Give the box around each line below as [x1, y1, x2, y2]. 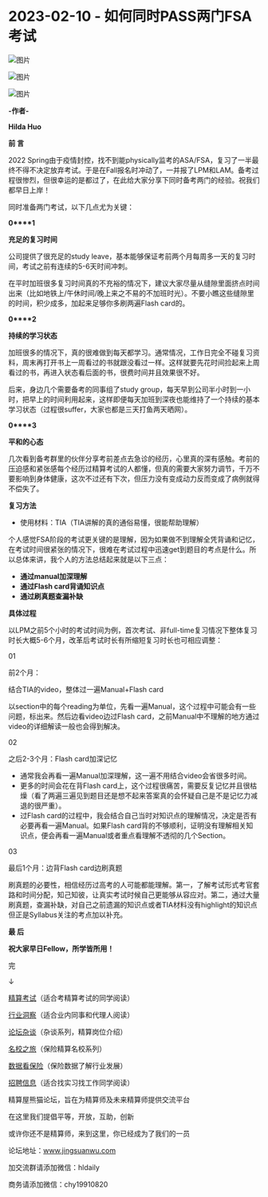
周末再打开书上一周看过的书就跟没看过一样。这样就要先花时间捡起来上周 [22, 357, 260, 367]
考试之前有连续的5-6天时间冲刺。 [22, 261, 132, 271]
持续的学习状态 [8, 330, 57, 340]
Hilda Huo [8, 121, 42, 132]
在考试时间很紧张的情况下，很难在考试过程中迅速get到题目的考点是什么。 [8, 544, 250, 554]
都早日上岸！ [8, 185, 50, 195]
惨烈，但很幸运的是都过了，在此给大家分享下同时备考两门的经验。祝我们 [22, 175, 260, 184]
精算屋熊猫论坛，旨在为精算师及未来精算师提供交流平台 [8, 1094, 190, 1104]
